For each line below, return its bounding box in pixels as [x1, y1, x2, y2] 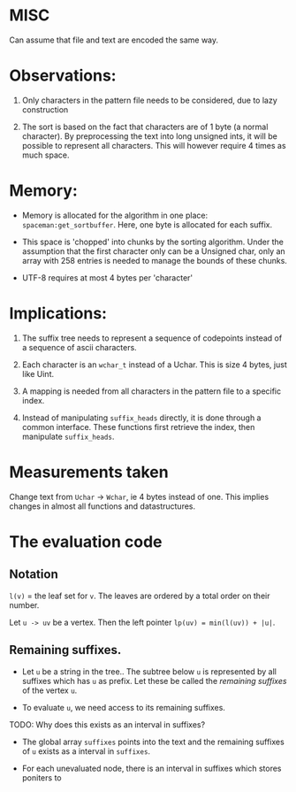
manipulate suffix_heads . [21, 431, 115, 442]
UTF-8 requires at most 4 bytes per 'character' [21, 272, 194, 283]
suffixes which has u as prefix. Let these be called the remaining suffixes [21, 675, 287, 686]
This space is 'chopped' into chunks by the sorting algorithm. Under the [21, 236, 285, 247]
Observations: [9, 65, 117, 86]
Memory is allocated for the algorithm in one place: [21, 210, 209, 220]
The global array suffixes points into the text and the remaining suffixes [21, 736, 285, 747]
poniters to [21, 772, 62, 783]
